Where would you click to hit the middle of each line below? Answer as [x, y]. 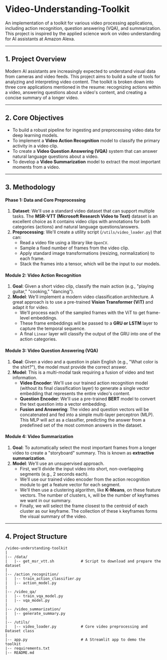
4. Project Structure [36, 537]
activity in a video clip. [35, 146]
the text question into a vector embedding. [63, 404]
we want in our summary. [46, 500]
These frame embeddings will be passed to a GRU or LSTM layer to [89, 323]
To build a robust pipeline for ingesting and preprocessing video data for [86, 130]
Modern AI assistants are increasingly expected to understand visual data [80, 71]
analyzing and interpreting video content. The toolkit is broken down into [80, 82]
